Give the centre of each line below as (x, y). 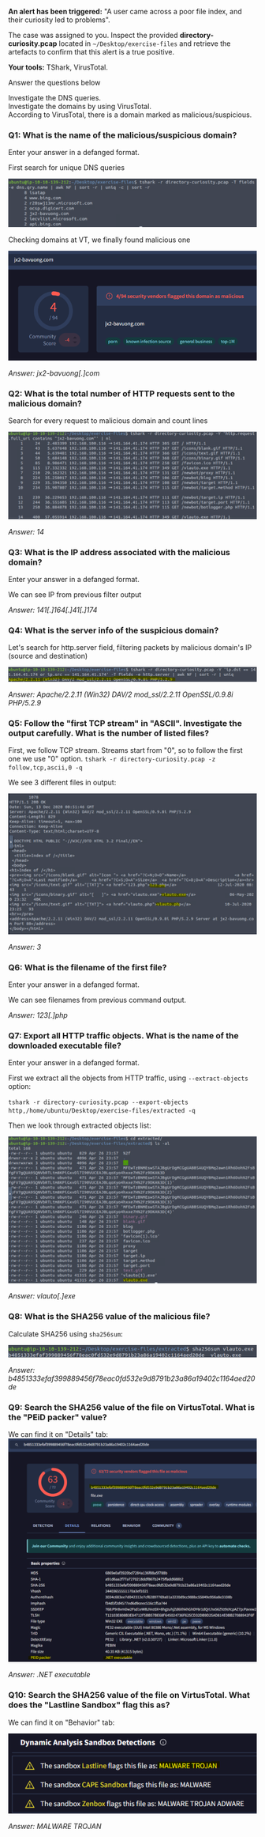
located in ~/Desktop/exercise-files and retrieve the (145, 43)
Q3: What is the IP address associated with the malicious (119, 552)
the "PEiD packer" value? (58, 1417)
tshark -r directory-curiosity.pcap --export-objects (99, 1102)
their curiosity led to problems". (59, 20)
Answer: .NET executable (49, 1675)
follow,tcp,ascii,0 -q (45, 768)
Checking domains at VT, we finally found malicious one (99, 240)
